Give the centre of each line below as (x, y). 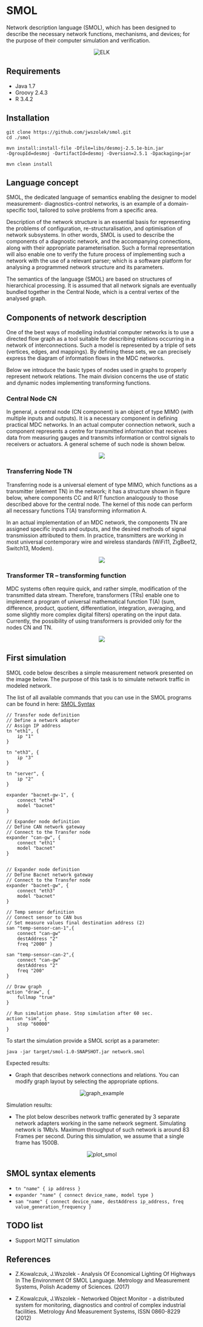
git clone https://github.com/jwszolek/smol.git (69, 132)
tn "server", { (25, 774)
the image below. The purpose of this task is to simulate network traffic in (98, 679)
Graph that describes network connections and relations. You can (97, 1074)
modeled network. (29, 685)
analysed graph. (26, 298)
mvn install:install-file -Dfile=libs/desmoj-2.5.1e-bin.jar (85, 148)
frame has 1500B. (37, 1143)
